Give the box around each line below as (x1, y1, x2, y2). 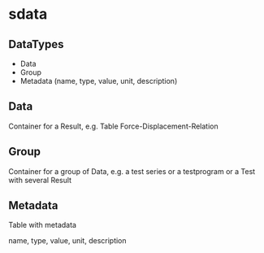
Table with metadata (8, 220, 77, 230)
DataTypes (8, 37, 64, 51)
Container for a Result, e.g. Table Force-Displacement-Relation (8, 121, 219, 131)
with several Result (8, 175, 71, 185)
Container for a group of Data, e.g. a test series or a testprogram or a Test (8, 166, 256, 176)
